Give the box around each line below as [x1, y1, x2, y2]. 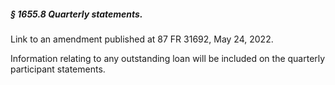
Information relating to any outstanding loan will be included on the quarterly [10, 52, 326, 64]
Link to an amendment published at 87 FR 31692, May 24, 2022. [10, 33, 274, 45]
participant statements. [10, 63, 106, 75]
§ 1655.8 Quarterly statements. [10, 8, 143, 20]
